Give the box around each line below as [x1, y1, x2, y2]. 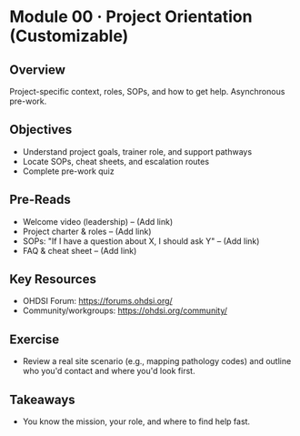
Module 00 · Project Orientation [9, 6, 253, 27]
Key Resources [9, 271, 97, 288]
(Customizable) [9, 25, 129, 46]
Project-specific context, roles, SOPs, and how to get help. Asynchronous [9, 86, 285, 96]
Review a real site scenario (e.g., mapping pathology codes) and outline [22, 356, 292, 367]
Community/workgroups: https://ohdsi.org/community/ [22, 305, 228, 316]
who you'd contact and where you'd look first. [22, 366, 195, 377]
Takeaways [9, 391, 75, 407]
